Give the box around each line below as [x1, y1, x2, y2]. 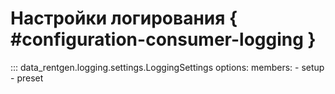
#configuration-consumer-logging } [10, 28, 317, 51]
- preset [10, 72, 44, 84]
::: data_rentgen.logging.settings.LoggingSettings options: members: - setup [10, 61, 325, 73]
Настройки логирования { [10, 7, 238, 30]
